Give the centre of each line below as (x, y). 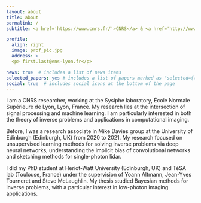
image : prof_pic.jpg (37, 51)
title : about (22, 17)
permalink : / (22, 23)
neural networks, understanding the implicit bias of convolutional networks (98, 150)
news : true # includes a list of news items (64, 72)
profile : (17, 40)
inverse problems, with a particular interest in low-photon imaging (87, 187)
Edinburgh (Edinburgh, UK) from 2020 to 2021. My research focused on (95, 138)
